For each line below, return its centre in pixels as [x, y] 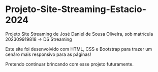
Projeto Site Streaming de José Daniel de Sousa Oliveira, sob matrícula [79, 34]
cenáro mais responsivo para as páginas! [48, 54]
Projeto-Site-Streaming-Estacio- [76, 9]
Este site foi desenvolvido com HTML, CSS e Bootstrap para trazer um [79, 49]
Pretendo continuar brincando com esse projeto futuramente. [69, 64]
